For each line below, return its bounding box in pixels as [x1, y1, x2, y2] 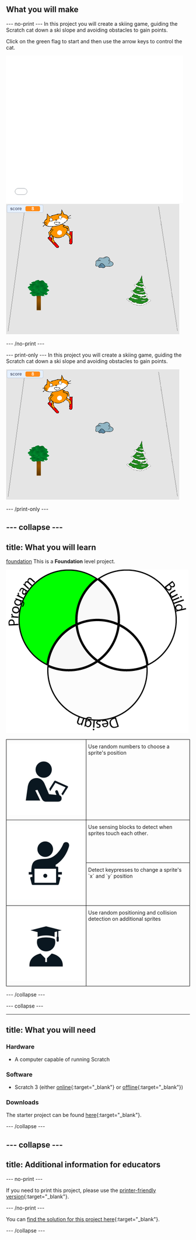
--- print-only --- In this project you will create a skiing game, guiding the [6, 351, 182, 358]
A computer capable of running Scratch [14, 1056, 110, 1063]
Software [6, 1070, 33, 1078]
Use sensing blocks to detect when [88, 824, 173, 831]
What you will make [6, 5, 79, 15]
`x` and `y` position [88, 872, 133, 880]
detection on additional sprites [88, 915, 162, 922]
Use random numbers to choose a [88, 743, 170, 750]
